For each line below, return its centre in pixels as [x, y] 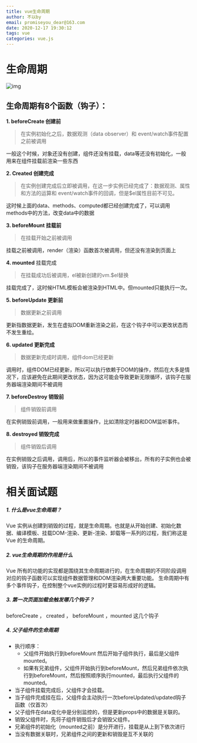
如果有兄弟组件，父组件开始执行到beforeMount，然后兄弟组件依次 [103, 668]
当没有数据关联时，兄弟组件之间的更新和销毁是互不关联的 [84, 734]
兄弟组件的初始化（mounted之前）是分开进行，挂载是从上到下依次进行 [100, 727]
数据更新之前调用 [41, 312]
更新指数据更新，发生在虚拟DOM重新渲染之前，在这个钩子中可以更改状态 [94, 325]
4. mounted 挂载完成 [31, 263]
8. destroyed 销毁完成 [33, 434]
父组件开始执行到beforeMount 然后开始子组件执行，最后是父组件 [101, 653]
